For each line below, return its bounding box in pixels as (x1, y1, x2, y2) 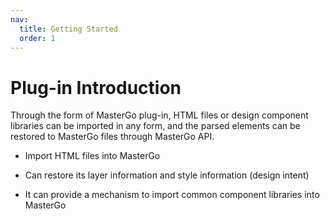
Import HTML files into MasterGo (24, 150, 161, 162)
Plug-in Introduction (10, 76, 182, 99)
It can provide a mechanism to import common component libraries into (24, 189, 320, 201)
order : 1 (19, 33, 56, 43)
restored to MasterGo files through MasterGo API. (10, 131, 215, 143)
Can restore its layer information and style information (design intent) (24, 169, 310, 181)
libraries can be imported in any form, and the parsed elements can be (10, 120, 301, 132)
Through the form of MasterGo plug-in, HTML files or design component (10, 109, 309, 121)
